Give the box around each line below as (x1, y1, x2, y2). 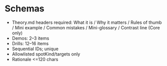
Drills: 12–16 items (11, 40, 49, 46)
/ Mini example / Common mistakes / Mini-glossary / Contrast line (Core (11, 24, 160, 30)
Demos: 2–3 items (11, 35, 49, 41)
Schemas (4, 3, 44, 14)
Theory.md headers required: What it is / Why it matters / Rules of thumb (11, 19, 162, 25)
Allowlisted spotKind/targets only (11, 51, 80, 57)
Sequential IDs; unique (11, 46, 58, 52)
